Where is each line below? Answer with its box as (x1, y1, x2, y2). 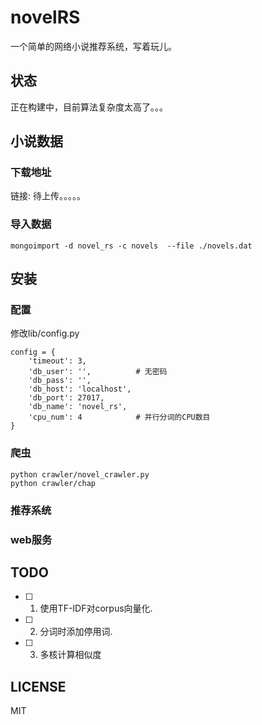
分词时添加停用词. (39, 626, 113, 638)
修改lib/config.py (10, 327, 80, 340)
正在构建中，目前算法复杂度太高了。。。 (10, 101, 168, 113)
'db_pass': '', (28, 376, 92, 386)
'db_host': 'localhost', (28, 384, 132, 395)
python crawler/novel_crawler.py (10, 469, 150, 480)
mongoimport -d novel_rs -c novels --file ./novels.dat (10, 241, 253, 251)
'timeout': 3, (28, 356, 87, 366)
